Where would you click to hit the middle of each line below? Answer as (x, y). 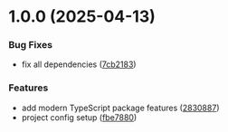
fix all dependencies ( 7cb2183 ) (79, 64)
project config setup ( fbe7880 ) (79, 117)
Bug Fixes (31, 45)
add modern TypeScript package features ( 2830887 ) (120, 108)
